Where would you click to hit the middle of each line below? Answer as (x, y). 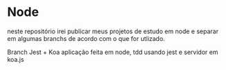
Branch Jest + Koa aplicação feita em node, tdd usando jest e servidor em (113, 52)
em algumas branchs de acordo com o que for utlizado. (86, 38)
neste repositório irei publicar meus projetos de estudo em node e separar (113, 31)
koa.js (16, 59)
